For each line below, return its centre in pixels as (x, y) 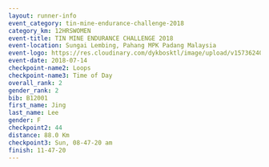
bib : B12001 (28, 98)
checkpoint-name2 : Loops (50, 68)
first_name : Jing (37, 105)
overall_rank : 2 (35, 83)
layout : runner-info (43, 16)
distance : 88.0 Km (39, 135)
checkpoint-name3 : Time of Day (60, 75)
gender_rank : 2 (34, 90)
